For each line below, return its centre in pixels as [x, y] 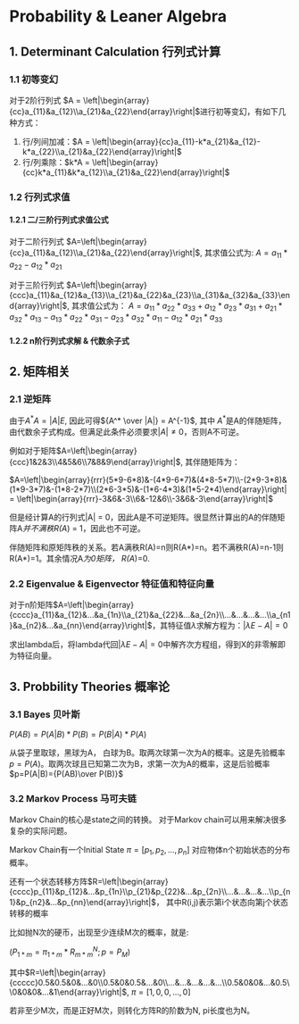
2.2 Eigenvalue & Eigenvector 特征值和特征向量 [112, 584]
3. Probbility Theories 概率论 [90, 686]
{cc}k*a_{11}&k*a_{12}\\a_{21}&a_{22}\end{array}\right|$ [126, 172]
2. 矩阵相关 [40, 372]
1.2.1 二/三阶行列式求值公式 [59, 220]
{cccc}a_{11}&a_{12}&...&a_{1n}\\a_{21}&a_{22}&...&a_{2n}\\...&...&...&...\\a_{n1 [150, 615]
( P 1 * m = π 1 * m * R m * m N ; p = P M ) [70, 952]
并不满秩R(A [45, 529]
